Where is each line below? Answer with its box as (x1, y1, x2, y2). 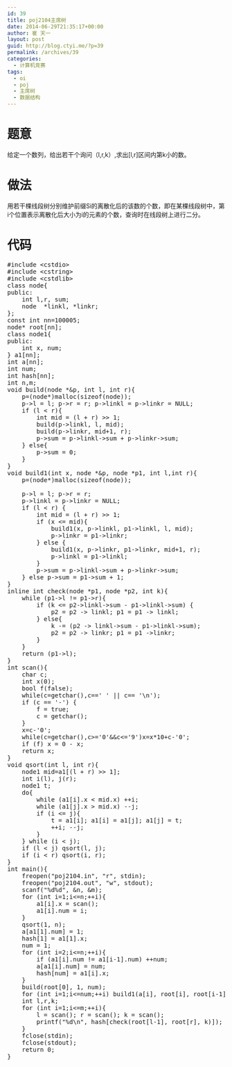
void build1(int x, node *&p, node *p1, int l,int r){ (7, 469, 197, 477)
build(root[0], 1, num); (21, 983, 106, 991)
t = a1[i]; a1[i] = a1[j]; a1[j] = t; (51, 816, 183, 824)
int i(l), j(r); (21, 775, 78, 782)
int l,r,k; (21, 997, 59, 1004)
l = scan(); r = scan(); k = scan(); (36, 1011, 165, 1018)
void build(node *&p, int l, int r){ (7, 386, 136, 393)
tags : (7, 68, 23, 75)
